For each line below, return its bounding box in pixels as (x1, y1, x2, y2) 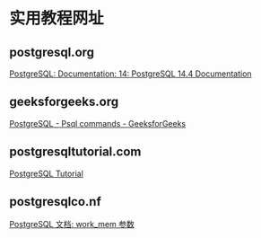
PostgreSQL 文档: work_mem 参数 (9, 219, 135, 230)
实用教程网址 (9, 8, 105, 29)
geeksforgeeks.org (9, 94, 119, 110)
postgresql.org (9, 44, 95, 59)
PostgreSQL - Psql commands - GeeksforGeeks (9, 118, 187, 128)
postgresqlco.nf (9, 194, 101, 209)
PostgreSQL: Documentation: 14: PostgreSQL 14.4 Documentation (9, 68, 253, 79)
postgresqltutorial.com (9, 145, 142, 160)
